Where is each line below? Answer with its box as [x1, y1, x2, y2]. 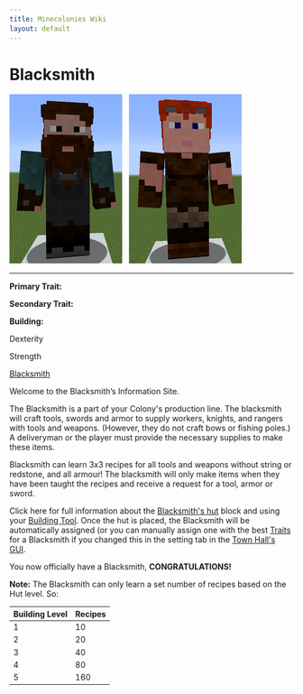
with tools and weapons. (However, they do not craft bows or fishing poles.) [9, 422, 291, 433]
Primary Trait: [9, 281, 62, 292]
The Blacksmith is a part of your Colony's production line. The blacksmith [9, 403, 282, 414]
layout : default [9, 23, 70, 33]
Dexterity [9, 334, 43, 345]
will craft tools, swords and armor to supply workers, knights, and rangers [9, 413, 284, 424]
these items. [9, 442, 56, 453]
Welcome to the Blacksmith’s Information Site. [9, 386, 180, 397]
